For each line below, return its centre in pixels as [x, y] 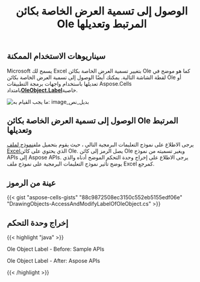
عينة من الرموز [31, 183]
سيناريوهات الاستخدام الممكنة [56, 56]
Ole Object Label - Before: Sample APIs [56, 249]
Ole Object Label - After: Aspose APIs [54, 261]
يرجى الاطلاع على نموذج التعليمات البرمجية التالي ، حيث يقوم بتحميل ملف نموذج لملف [101, 145]
